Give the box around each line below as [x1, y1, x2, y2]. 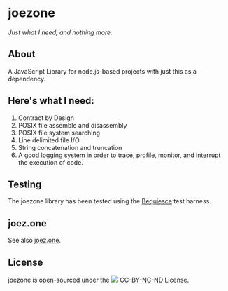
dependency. [8, 74, 46, 83]
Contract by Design [17, 114, 74, 122]
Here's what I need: [8, 95, 95, 107]
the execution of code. [17, 158, 83, 166]
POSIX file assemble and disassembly [17, 121, 127, 129]
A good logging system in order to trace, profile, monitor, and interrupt [17, 151, 221, 159]
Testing [8, 178, 42, 190]
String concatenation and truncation [17, 143, 122, 151]
